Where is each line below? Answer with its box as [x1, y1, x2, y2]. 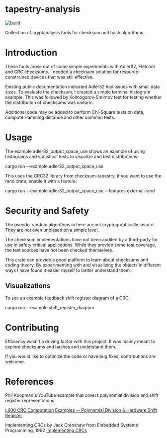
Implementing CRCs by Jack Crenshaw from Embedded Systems [5, 422, 138, 428]
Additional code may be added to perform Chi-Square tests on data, [5, 109, 145, 115]
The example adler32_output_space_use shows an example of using [5, 148, 145, 154]
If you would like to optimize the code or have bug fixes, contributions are [5, 353, 156, 359]
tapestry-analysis [5, 3, 81, 15]
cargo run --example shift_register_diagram [5, 304, 94, 310]
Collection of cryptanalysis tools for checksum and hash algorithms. [5, 29, 145, 35]
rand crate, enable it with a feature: [5, 178, 77, 184]
